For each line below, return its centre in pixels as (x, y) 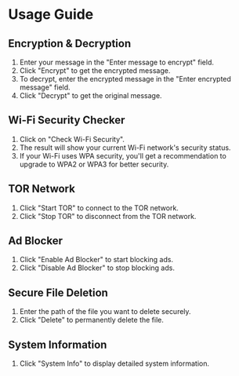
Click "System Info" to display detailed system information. (114, 363)
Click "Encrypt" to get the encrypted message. (95, 71)
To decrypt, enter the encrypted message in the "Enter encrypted (125, 79)
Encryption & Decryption (70, 44)
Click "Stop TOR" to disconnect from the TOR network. (108, 216)
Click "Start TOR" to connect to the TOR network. (99, 208)
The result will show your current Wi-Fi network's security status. (125, 148)
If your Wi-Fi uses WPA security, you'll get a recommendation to (123, 155)
